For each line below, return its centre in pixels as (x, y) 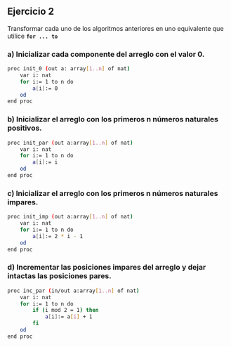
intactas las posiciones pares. (59, 276)
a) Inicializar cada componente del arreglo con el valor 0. (106, 54)
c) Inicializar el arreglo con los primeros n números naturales (113, 193)
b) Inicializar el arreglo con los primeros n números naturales (113, 119)
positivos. (25, 128)
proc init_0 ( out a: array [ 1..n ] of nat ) (69, 69)
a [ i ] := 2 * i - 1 (58, 236)
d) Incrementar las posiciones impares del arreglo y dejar (107, 268)
